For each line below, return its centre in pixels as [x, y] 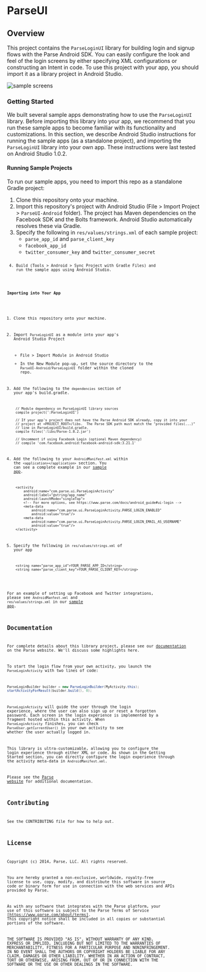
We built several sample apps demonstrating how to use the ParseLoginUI [99, 115]
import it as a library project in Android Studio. [65, 74]
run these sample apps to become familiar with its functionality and [91, 128]
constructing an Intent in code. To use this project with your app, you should [103, 67]
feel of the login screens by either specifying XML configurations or [92, 61]
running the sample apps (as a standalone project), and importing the [94, 141]
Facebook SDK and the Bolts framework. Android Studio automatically [104, 219]
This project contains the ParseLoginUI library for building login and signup [101, 48]
